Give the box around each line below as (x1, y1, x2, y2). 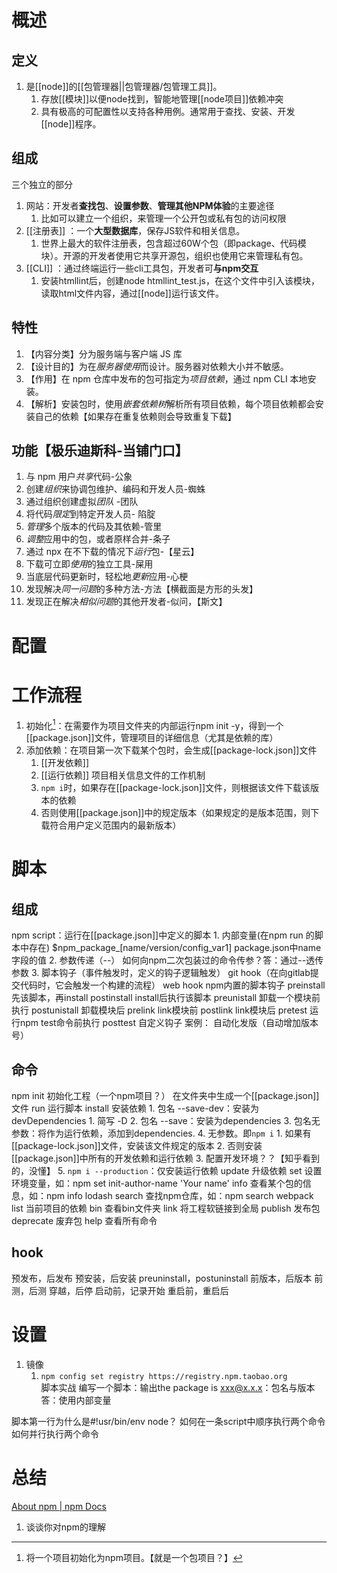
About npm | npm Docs (11, 1500, 107, 1512)
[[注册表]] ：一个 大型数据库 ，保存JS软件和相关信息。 (25, 224, 246, 236)
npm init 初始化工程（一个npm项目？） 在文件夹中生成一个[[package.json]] (11, 1090, 320, 1102)
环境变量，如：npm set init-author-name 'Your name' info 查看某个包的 (11, 1177, 303, 1190)
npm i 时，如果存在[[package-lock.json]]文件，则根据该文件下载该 (40, 782, 311, 794)
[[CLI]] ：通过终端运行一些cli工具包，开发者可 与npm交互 (25, 262, 259, 274)
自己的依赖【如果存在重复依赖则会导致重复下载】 (34, 410, 237, 422)
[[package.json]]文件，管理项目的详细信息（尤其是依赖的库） (25, 732, 279, 744)
